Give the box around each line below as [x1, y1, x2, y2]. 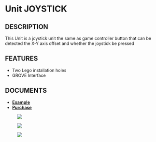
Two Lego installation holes [12, 67, 67, 73]
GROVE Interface [12, 72, 46, 78]
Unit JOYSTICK [5, 3, 68, 14]
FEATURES [5, 55, 38, 63]
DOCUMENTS [5, 86, 47, 95]
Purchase [12, 104, 32, 110]
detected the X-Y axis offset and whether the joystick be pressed [5, 41, 134, 46]
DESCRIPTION [5, 23, 48, 31]
